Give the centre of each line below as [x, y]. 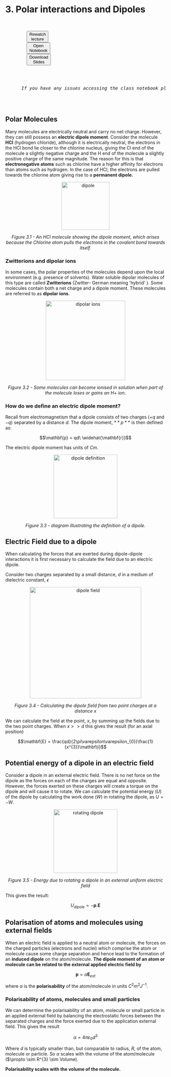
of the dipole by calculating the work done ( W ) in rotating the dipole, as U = [84, 797]
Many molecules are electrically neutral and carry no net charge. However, [83, 131]
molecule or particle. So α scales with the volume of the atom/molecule [80, 1054]
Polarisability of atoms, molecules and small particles [73, 999]
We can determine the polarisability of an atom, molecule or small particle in [85, 1010]
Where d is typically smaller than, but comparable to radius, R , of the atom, [84, 1048]
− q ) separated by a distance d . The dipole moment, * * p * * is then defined [84, 422]
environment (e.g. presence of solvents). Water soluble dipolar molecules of [85, 277]
